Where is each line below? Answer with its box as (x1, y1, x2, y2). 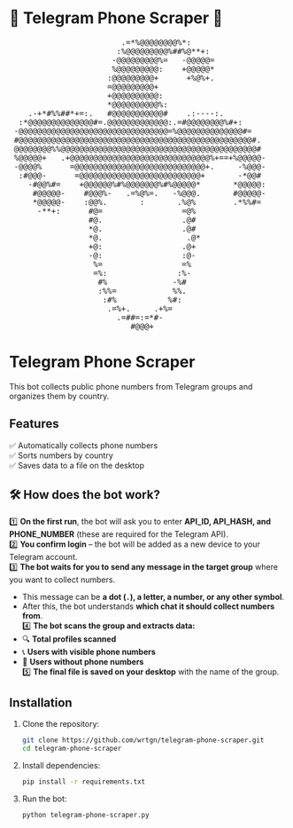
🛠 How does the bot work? (9, 487, 161, 502)
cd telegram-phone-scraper (21, 745, 122, 753)
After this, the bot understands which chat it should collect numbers (21, 601, 275, 611)
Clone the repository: (21, 719, 100, 729)
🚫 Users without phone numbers (21, 656, 144, 666)
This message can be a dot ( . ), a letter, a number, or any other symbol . (21, 591, 285, 602)
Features (9, 416, 59, 431)
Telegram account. (9, 551, 78, 562)
